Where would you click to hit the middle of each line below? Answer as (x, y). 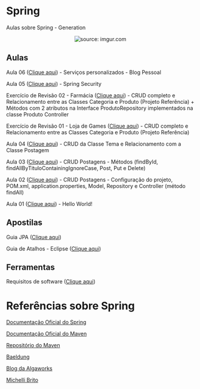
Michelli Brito (22, 380)
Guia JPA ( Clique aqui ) (34, 237)
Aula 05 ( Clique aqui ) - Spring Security (54, 84)
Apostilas (24, 223)
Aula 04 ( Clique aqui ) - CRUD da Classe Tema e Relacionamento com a (94, 144)
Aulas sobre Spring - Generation (46, 27)
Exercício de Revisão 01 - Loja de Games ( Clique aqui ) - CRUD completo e (97, 126)
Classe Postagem (28, 150)
